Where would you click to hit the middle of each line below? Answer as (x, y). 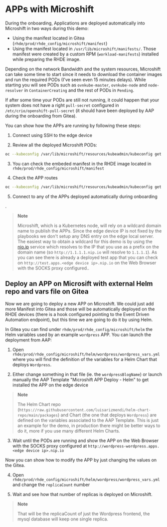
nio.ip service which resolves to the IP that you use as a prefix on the (88, 246)
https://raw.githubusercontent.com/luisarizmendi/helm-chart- (85, 410)
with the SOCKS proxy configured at (50, 445)
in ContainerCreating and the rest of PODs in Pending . (79, 90)
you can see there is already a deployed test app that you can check (87, 257)
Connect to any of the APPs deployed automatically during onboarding (85, 196)
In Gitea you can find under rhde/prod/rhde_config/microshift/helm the (79, 329)
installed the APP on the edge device (50, 385)
